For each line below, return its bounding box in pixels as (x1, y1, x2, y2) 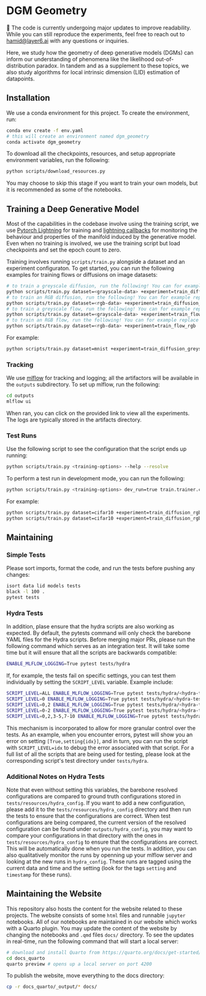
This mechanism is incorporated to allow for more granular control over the (6, 724, 196, 732)
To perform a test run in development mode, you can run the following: (6, 475, 185, 482)
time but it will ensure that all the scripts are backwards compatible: (6, 649, 177, 657)
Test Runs (6, 431, 37, 439)
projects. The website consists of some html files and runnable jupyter (6, 911, 186, 919)
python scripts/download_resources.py (6, 168, 105, 175)
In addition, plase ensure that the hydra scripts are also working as (6, 623, 175, 630)
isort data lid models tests (6, 583, 81, 589)
